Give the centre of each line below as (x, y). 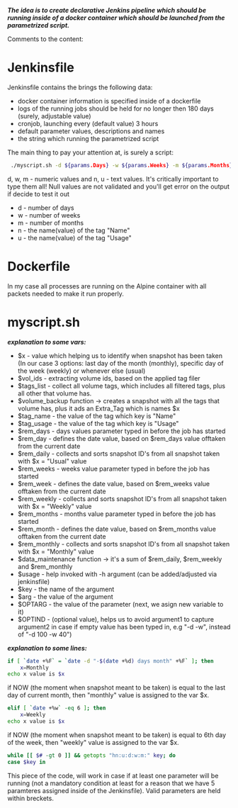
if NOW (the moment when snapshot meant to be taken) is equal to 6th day (117, 735)
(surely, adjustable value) (54, 116)
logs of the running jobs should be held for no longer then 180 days (116, 108)
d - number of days (46, 208)
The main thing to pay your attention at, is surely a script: (90, 152)
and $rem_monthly (45, 566)
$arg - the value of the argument (65, 596)
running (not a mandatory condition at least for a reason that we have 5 (111, 783)
